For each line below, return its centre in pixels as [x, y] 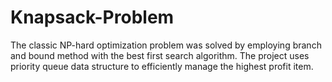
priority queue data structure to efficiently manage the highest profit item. [162, 66]
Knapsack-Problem [92, 17]
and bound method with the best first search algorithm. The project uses [160, 55]
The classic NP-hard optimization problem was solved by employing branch [166, 45]
